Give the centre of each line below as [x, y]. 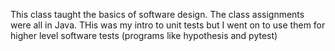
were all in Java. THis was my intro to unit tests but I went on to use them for [168, 25]
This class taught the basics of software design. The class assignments [157, 14]
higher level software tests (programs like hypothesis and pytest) [144, 35]
